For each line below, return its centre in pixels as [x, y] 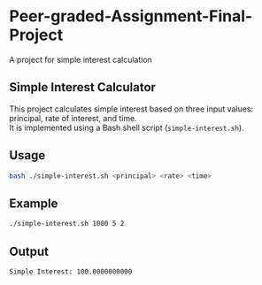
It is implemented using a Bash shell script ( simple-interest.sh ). [127, 127]
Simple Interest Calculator [83, 87]
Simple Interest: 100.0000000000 [71, 272]
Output [29, 251]
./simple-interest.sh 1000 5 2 [67, 224]
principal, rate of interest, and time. [73, 118]
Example [34, 203]
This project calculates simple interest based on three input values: [131, 109]
